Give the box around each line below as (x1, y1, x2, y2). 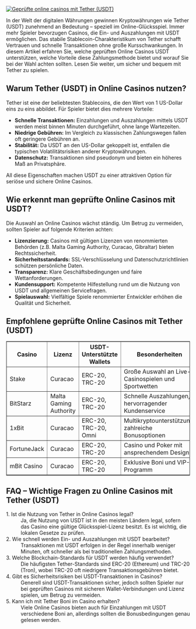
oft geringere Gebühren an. (14, 135, 80, 142)
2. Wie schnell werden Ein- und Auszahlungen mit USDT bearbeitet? (6, 536, 170, 543)
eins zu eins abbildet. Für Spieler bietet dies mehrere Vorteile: (6, 105, 154, 112)
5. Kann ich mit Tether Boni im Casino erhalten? (6, 598, 120, 605)
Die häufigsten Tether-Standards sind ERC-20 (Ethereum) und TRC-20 (20, 560, 190, 568)
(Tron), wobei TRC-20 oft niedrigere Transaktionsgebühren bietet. (20, 567, 179, 574)
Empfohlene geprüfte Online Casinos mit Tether (6, 316, 183, 326)
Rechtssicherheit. (14, 249, 57, 257)
